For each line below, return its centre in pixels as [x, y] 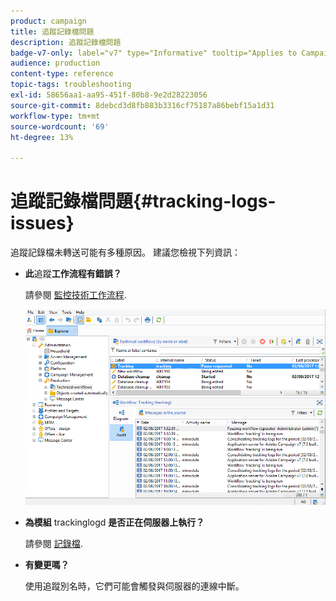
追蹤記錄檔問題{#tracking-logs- [143, 201]
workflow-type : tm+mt [55, 116]
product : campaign [48, 21]
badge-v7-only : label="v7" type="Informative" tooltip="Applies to [154, 53]
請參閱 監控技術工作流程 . [75, 295]
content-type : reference [62, 74]
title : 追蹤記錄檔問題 [52, 31]
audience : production [55, 63]
